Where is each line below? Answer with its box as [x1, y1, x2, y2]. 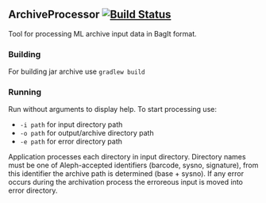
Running [8, 86, 42, 98]
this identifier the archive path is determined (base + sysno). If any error [8, 169, 245, 178]
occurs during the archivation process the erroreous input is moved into [8, 178, 244, 187]
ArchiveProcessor [8, 8, 100, 21]
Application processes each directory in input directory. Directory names [8, 152, 246, 162]
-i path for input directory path [19, 120, 123, 129]
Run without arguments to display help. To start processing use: [8, 105, 217, 114]
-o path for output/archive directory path [19, 128, 154, 138]
